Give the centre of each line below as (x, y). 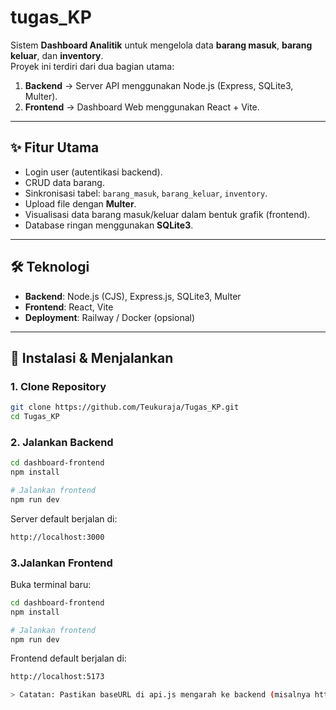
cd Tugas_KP (35, 417)
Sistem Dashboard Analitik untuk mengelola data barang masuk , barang (161, 45)
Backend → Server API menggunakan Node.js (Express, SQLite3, (159, 85)
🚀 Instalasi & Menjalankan (92, 357)
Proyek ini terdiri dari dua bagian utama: (92, 66)
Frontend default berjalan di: (68, 658)
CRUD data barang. (64, 182)
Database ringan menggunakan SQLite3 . (109, 225)
